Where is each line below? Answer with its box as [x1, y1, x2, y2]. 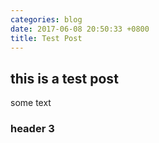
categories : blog [10, 14, 83, 25]
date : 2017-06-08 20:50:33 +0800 [10, 24, 150, 34]
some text [10, 97, 52, 109]
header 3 [10, 122, 55, 136]
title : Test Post [10, 33, 83, 43]
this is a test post [10, 70, 119, 87]
